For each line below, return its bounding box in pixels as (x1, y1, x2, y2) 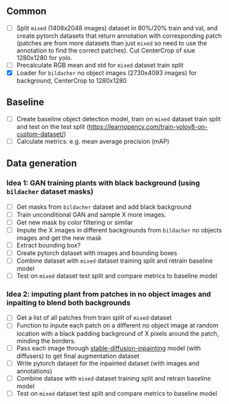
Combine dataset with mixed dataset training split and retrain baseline (16, 256, 213, 265)
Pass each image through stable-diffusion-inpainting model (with (16, 344, 201, 352)
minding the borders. (16, 336, 76, 345)
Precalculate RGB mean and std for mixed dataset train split (16, 61, 184, 69)
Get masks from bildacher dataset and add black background (16, 203, 192, 211)
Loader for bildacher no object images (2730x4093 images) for (16, 68, 197, 77)
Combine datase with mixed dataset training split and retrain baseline (16, 374, 211, 382)
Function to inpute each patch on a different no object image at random (16, 321, 219, 330)
